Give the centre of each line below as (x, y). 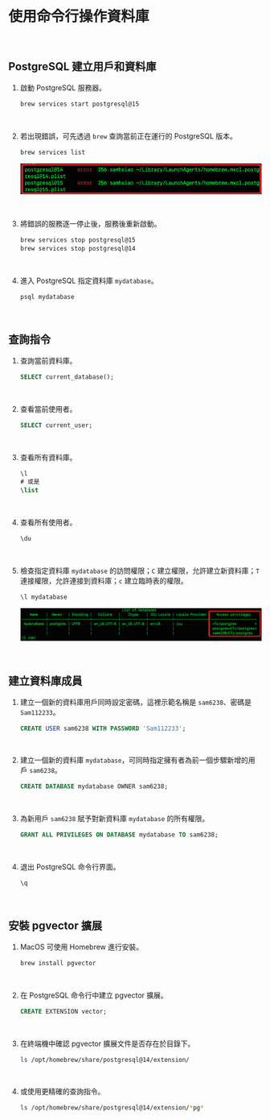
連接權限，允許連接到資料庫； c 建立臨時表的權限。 (104, 581)
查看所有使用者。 (48, 523)
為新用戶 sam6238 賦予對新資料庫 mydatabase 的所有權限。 (115, 819)
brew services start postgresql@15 (80, 104)
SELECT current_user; (56, 425)
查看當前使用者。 (48, 409)
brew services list (53, 152)
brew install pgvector (58, 963)
